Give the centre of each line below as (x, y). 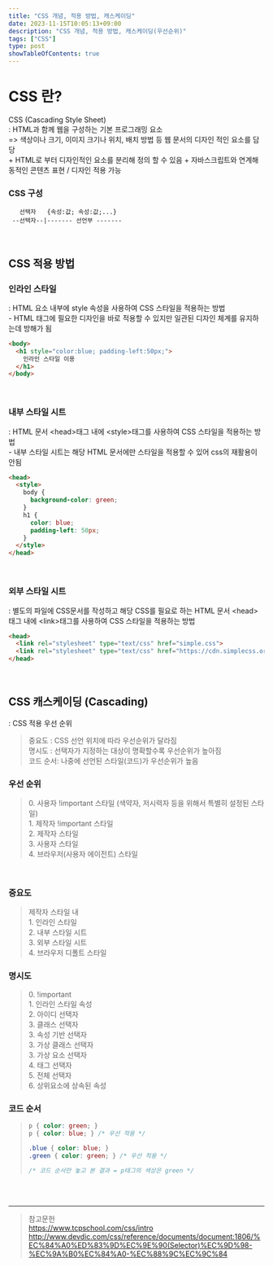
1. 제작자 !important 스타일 (71, 824)
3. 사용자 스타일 (53, 844)
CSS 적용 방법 (42, 263)
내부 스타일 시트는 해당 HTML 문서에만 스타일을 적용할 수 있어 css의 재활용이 (135, 452)
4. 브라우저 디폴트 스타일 (67, 953)
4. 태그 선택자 (50, 1065)
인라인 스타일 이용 (49, 359)
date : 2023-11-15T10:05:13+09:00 (65, 24)
